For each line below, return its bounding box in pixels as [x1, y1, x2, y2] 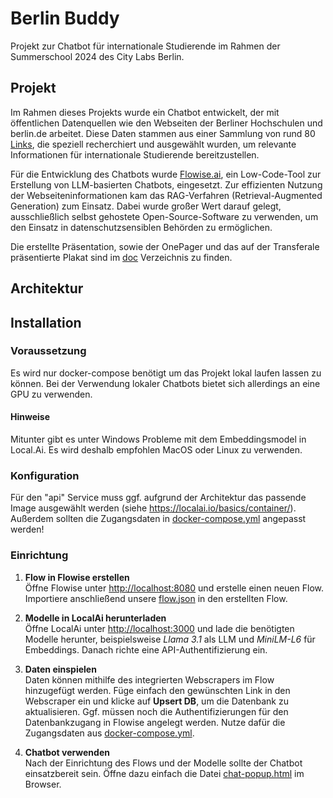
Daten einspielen [24, 663, 97, 675]
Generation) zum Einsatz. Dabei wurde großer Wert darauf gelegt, [10, 200, 282, 212]
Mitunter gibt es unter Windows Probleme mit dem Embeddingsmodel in [10, 433, 307, 446]
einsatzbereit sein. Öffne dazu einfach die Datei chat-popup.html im [24, 767, 305, 779]
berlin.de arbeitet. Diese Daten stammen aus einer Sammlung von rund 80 [10, 127, 316, 139]
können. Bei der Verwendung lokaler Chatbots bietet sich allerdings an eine [10, 377, 321, 389]
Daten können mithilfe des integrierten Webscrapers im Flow [24, 673, 275, 686]
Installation [10, 314, 82, 331]
